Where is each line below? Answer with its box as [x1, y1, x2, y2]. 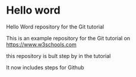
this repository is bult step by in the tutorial [6, 52, 111, 59]
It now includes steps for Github [6, 63, 84, 71]
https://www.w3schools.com [6, 41, 77, 48]
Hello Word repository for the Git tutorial [6, 23, 105, 30]
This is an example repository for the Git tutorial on [6, 34, 131, 41]
